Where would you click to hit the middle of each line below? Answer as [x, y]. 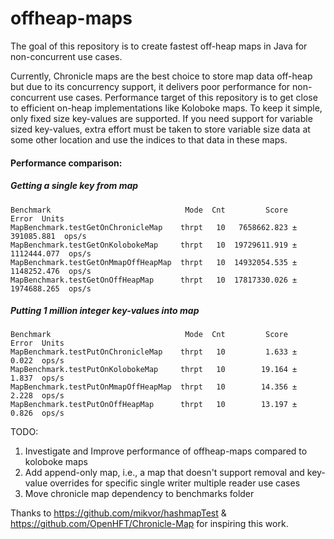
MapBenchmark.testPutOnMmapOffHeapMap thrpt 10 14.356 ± [154, 387]
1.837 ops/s [37, 378]
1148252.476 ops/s [51, 271]
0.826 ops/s [37, 413]
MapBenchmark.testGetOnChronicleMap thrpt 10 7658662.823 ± [154, 227]
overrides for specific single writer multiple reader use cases [175, 483]
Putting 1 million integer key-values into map [105, 311]
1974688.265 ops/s [51, 288]
